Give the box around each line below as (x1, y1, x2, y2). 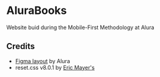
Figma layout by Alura (15, 57, 70, 64)
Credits (6, 41, 35, 52)
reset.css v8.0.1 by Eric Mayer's (15, 64, 95, 71)
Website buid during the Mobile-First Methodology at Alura (6, 24, 155, 31)
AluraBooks (6, 4, 67, 18)
